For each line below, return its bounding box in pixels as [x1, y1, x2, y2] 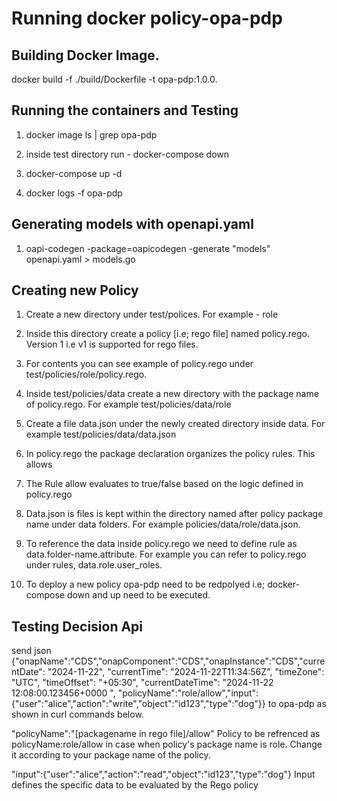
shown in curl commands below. [11, 708, 144, 721]
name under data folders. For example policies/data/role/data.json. [25, 518, 301, 531]
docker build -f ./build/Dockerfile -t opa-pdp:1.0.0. [11, 73, 218, 85]
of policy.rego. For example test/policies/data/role [25, 398, 232, 411]
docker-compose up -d [25, 167, 123, 179]
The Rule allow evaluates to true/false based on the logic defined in [25, 478, 304, 490]
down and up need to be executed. [66, 589, 211, 601]
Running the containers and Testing [11, 102, 239, 119]
